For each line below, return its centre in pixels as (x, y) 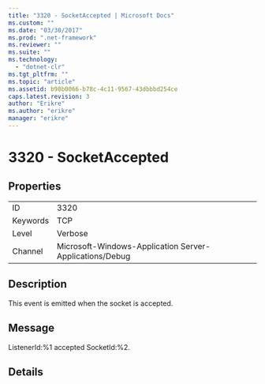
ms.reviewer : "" (35, 45)
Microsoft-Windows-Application (118, 246)
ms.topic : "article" (42, 81)
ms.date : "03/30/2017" (45, 30)
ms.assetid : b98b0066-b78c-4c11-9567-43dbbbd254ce (93, 89)
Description (37, 284)
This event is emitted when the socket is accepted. (91, 303)
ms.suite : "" (30, 52)
